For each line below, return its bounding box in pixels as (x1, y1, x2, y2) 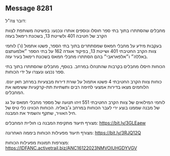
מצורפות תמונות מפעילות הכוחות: (5, 139, 70, 145)
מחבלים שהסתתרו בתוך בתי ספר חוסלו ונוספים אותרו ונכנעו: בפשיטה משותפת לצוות (5, 27, 165, 34)
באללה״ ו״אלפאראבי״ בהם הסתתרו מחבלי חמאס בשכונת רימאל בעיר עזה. (5, 53, 148, 59)
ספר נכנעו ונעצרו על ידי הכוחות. (5, 69, 65, 75)
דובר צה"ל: (5, 17, 26, 23)
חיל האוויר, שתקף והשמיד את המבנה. (5, 110, 77, 116)
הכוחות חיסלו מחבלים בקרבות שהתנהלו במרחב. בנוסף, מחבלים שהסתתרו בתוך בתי (5, 63, 165, 69)
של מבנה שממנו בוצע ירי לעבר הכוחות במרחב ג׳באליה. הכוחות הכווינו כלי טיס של (5, 104, 160, 111)
